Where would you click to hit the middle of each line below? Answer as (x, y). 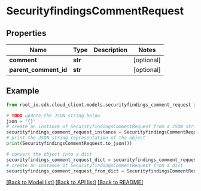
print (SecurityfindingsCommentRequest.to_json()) (69, 144)
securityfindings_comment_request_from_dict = (65, 171)
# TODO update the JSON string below (53, 116)
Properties (26, 33)
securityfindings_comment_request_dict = (59, 160)
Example (23, 91)
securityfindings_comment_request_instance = (64, 132)
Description (111, 50)
